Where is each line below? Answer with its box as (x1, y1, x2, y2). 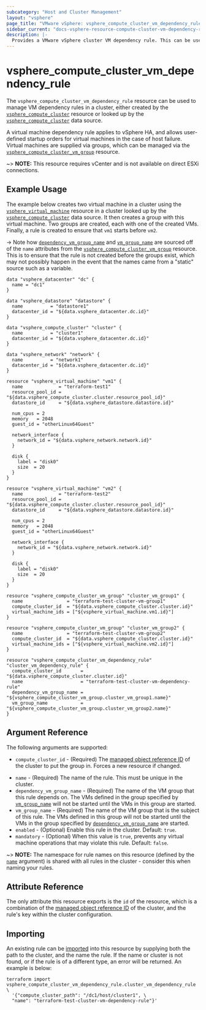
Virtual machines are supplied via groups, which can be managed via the (6, 142, 190, 149)
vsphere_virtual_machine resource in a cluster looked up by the (6, 207, 167, 215)
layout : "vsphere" (6, 15, 53, 21)
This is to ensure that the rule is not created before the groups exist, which (6, 251, 195, 259)
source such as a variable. (6, 264, 73, 271)
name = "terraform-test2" (12, 491, 112, 497)
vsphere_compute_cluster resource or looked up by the (6, 110, 144, 117)
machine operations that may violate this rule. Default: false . (15, 839, 169, 846)
